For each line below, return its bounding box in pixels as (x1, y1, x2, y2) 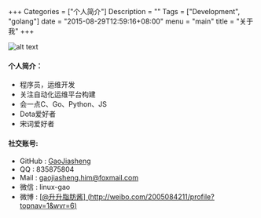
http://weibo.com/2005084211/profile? (90, 192, 215, 202)
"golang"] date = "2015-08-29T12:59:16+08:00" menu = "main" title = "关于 (8, 16, 254, 26)
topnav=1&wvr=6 (19, 201, 75, 210)
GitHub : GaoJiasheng (19, 156, 92, 166)
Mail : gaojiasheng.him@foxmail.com (19, 173, 139, 183)
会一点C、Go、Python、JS (19, 100, 108, 109)
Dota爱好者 (19, 109, 57, 119)
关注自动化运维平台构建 (19, 89, 96, 100)
